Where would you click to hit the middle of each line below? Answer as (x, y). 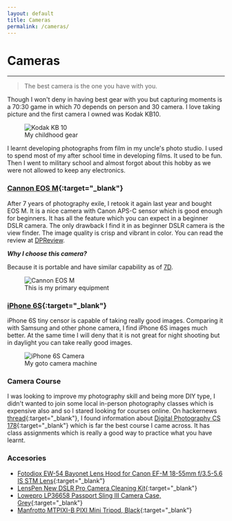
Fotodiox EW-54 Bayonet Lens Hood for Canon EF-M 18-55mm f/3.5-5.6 (120, 473)
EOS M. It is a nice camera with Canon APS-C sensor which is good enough (115, 211)
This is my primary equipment (67, 287)
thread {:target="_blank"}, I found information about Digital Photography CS (114, 418)
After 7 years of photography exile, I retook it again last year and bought (109, 203)
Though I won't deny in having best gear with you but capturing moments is (115, 100)
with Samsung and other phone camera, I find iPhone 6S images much (108, 328)
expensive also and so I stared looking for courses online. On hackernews (112, 411)
